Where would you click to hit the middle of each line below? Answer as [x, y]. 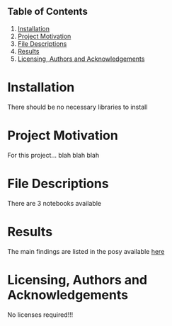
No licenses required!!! [40, 315]
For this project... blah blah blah [53, 155]
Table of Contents [48, 12]
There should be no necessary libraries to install [78, 107]
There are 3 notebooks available [54, 203]
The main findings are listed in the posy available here [86, 251]
